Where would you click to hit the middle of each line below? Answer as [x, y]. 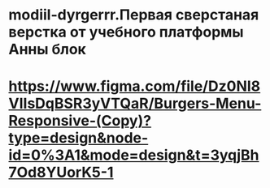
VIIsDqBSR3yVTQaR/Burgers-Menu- [135, 104]
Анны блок [48, 49]
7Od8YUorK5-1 [61, 173]
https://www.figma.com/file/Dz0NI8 [135, 86]
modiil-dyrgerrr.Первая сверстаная [134, 15]
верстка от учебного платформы [126, 32]
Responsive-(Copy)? [80, 121]
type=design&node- [78, 138]
